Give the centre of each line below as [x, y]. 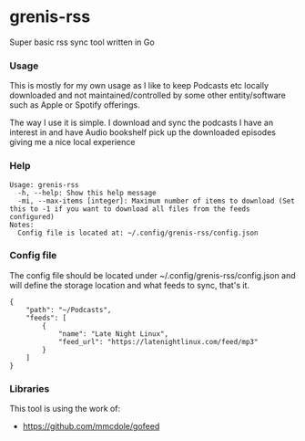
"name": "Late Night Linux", [113, 334]
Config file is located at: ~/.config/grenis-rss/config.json [138, 233]
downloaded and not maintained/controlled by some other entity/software [148, 95]
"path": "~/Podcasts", [69, 310]
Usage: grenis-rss [44, 184]
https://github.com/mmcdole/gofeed [91, 426]
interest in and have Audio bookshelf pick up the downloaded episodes [142, 132]
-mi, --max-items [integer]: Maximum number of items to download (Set [157, 201]
